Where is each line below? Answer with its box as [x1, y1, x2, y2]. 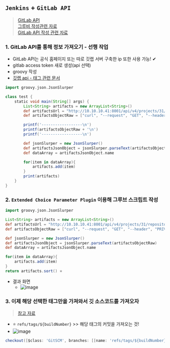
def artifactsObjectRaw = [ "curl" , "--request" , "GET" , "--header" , [5, 227, 153, 232]
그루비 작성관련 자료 [17, 23, 57, 29]
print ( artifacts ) [23, 174, 60, 179]
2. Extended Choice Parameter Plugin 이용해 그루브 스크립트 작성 [5, 196, 158, 203]
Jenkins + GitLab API [5, 4, 71, 12]
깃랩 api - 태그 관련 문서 [12, 75, 60, 81]
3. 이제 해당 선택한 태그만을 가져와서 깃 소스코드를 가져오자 [5, 298, 139, 305]
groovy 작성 [12, 69, 37, 75]
